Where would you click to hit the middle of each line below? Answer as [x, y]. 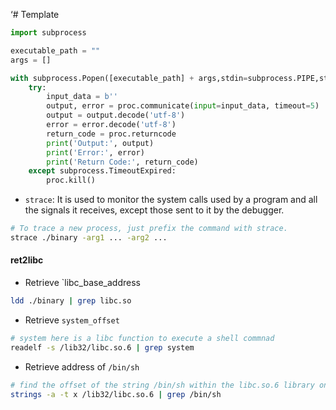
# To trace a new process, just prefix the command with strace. [149, 229]
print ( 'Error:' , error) [95, 152]
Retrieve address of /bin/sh [82, 366]
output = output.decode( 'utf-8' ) [116, 115]
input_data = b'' [82, 97]
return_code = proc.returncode [111, 134]
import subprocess [48, 33]
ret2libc [27, 260]
